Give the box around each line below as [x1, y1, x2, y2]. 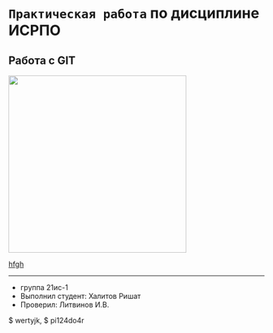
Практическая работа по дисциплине [8, 4, 260, 23]
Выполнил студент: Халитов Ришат [19, 292, 141, 301]
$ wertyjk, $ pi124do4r [8, 316, 84, 325]
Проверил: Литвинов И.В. [19, 300, 110, 310]
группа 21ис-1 [19, 283, 69, 292]
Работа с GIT [8, 53, 76, 67]
